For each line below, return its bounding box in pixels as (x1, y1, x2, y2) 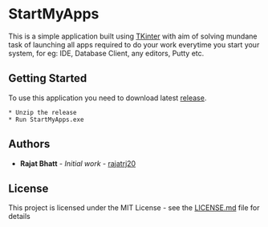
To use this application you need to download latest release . (8, 93, 207, 103)
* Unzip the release (8, 108, 78, 116)
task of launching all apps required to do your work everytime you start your (8, 39, 260, 49)
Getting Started (8, 71, 87, 85)
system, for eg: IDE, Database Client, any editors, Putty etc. (8, 48, 205, 58)
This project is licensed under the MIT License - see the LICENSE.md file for (8, 203, 260, 213)
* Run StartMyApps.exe (8, 116, 84, 124)
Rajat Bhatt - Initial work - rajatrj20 (19, 158, 136, 168)
